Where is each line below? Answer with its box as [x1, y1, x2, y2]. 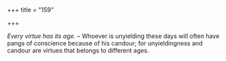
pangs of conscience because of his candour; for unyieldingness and [7, 39, 203, 47]
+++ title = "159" [7, 6, 54, 14]
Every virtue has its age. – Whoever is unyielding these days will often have [7, 32, 220, 40]
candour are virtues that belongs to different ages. [7, 47, 149, 54]
